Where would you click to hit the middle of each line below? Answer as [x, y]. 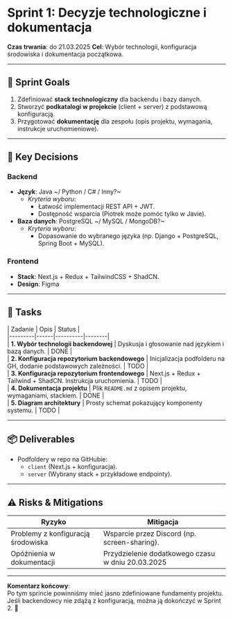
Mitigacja [163, 522]
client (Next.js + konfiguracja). [72, 467]
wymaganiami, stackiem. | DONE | [56, 395]
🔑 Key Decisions [43, 157]
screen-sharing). [131, 543]
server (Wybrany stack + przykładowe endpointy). [100, 474]
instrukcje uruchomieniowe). [58, 128]
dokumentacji [33, 562]
